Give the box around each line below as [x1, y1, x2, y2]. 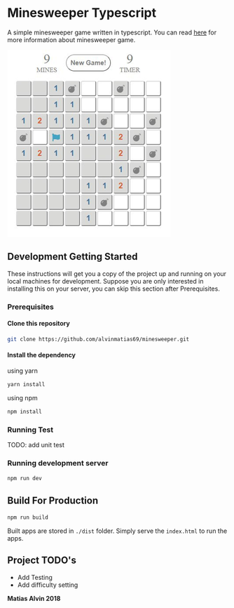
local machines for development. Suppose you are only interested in [7, 277, 204, 285]
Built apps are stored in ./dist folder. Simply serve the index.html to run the [7, 527, 228, 535]
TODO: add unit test [7, 441, 65, 449]
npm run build [7, 514, 49, 521]
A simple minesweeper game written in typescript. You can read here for [7, 28, 217, 37]
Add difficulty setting [17, 581, 78, 589]
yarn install [7, 381, 46, 388]
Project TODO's [7, 555, 77, 567]
